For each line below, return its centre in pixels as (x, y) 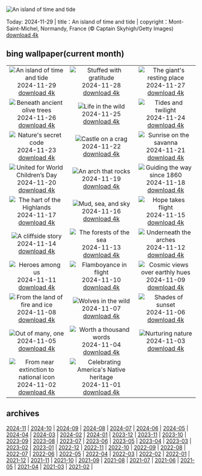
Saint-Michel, (23, 28)
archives (23, 414)
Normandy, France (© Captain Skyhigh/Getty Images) (107, 28)
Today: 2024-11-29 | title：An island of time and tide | (72, 22)
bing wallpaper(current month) (65, 54)
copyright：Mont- (162, 22)
